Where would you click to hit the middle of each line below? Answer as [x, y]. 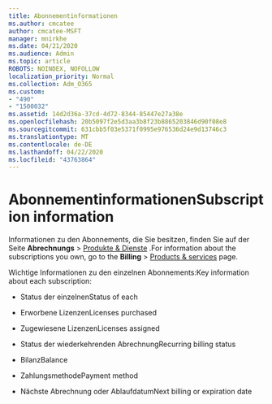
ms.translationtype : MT [49, 137]
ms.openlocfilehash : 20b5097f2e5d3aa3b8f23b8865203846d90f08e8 [118, 122]
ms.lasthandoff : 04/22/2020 [56, 152]
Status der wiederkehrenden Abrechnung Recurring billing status [128, 344]
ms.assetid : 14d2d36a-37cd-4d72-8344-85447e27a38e [96, 115]
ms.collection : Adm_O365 [50, 84]
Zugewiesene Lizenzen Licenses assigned [90, 328]
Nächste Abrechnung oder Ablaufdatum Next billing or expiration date [136, 392]
